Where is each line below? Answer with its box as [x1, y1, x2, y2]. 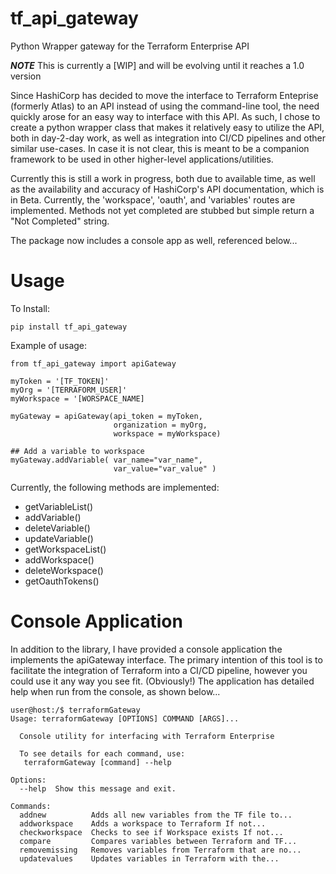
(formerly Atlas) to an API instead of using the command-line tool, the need [10, 100, 320, 112]
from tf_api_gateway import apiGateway [10, 358, 177, 369]
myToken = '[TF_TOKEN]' [10, 376, 110, 386]
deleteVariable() [24, 522, 91, 534]
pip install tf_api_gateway [10, 322, 128, 332]
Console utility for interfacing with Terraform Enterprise [19, 731, 275, 741]
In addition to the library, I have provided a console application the [10, 643, 283, 655]
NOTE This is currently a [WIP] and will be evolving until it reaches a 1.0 [10, 59, 305, 71]
